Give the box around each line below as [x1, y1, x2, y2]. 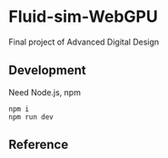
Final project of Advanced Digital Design [8, 36, 160, 47]
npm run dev [8, 112, 54, 122]
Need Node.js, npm [8, 86, 81, 97]
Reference [8, 137, 69, 153]
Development [8, 63, 87, 78]
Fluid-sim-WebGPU [8, 6, 158, 27]
